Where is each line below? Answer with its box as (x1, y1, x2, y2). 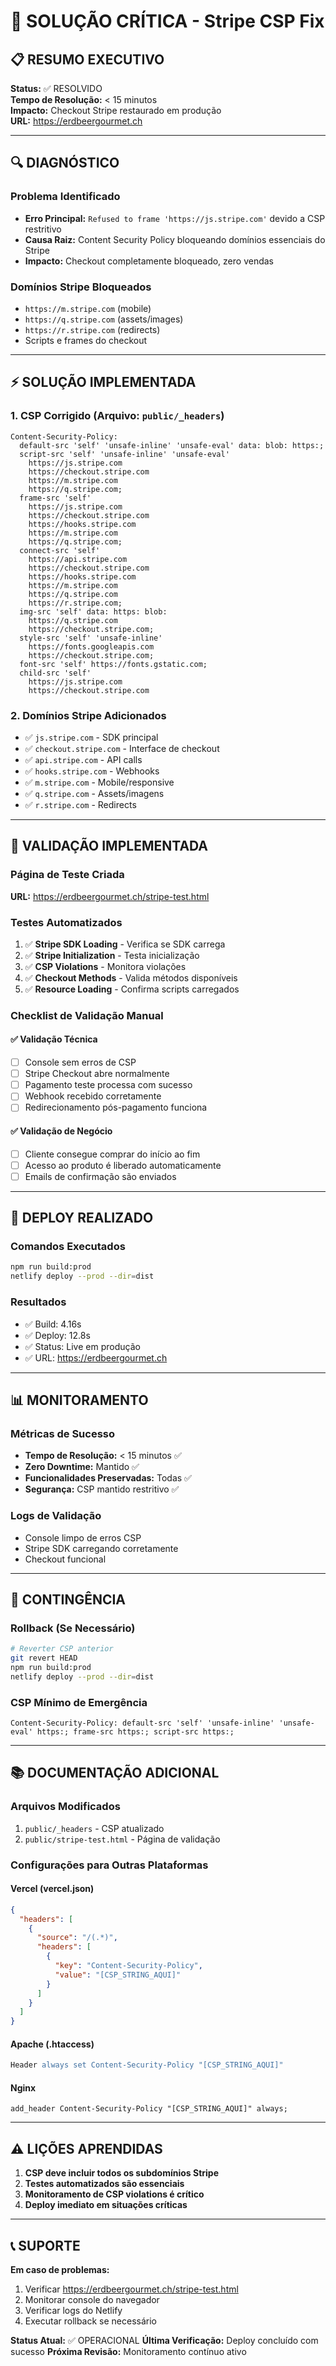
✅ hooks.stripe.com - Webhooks (24, 765, 160, 777)
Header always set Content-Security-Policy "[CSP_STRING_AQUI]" (10, 2060, 284, 2070)
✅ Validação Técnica (10, 1033, 98, 1045)
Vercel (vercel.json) (10, 1883, 95, 1895)
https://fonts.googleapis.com (28, 641, 155, 652)
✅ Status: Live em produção (24, 1340, 141, 1352)
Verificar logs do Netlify (24, 2305, 123, 2317)
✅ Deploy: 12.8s (24, 1329, 91, 1341)
